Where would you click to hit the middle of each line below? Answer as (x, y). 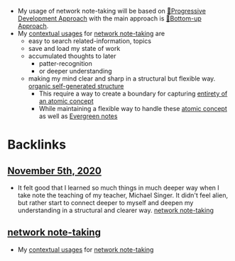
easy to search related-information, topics (89, 41)
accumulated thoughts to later (72, 56)
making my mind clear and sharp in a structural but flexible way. (122, 79)
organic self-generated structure (76, 86)
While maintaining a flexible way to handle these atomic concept (133, 109)
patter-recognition (65, 63)
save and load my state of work (74, 48)
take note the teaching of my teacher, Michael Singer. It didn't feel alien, (123, 195)
